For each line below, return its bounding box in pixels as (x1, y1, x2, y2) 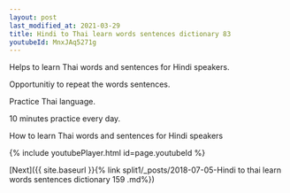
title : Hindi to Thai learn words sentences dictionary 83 (9, 29, 232, 38)
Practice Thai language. (9, 96, 95, 107)
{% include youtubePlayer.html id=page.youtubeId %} (9, 148, 206, 158)
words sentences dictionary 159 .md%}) (9, 174, 155, 185)
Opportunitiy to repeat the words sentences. (9, 79, 171, 89)
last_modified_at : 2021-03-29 (9, 21, 121, 30)
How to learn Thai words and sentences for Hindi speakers (9, 130, 224, 142)
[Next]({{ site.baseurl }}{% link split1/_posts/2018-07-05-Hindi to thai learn (9, 165, 281, 175)
